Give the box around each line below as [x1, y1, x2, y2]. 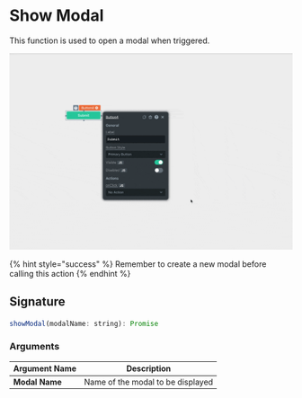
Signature [9, 294, 66, 310]
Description [126, 363, 172, 374]
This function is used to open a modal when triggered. [9, 35, 210, 46]
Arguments [9, 341, 60, 353]
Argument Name [13, 363, 77, 374]
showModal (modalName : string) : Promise [9, 319, 159, 328]
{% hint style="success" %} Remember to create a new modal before [9, 258, 267, 270]
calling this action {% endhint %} [9, 268, 131, 279]
